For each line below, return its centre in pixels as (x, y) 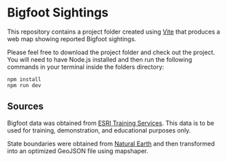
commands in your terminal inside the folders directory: (86, 67)
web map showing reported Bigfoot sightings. (72, 38)
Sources (25, 107)
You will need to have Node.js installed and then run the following (100, 59)
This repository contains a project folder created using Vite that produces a (113, 32)
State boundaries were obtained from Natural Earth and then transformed (111, 143)
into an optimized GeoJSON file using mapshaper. (78, 151)
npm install (24, 79)
